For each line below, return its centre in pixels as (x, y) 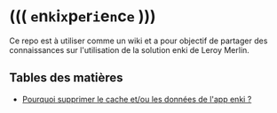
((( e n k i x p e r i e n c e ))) (83, 16)
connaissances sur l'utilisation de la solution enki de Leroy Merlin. (130, 49)
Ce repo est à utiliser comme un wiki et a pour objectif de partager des (138, 41)
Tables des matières (66, 78)
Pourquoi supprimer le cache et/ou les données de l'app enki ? (137, 99)
